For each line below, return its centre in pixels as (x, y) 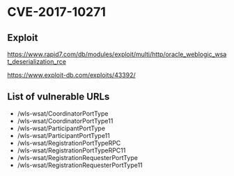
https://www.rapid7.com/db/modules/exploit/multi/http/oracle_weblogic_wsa (117, 54)
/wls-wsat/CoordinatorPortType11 (65, 121)
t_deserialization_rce (37, 62)
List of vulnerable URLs (58, 97)
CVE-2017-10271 (57, 12)
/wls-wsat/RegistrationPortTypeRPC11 (71, 150)
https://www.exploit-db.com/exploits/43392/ (71, 75)
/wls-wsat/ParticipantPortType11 (63, 135)
